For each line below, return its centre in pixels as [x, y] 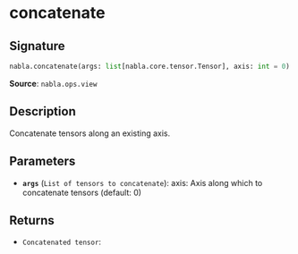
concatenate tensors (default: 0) [81, 192]
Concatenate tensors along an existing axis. [90, 133]
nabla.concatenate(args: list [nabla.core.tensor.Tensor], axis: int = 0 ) [150, 66]
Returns [32, 220]
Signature [37, 46]
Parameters [43, 161]
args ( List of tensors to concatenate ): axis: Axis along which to [142, 182]
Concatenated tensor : [61, 242]
